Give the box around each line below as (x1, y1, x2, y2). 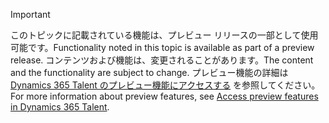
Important (10, 9, 51, 20)
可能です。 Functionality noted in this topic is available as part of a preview (10, 42, 315, 53)
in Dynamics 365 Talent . (10, 101, 110, 113)
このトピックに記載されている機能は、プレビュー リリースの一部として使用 (10, 29, 319, 41)
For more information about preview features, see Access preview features (10, 90, 319, 102)
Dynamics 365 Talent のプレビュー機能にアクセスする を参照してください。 (10, 79, 321, 91)
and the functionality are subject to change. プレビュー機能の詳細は (10, 67, 289, 78)
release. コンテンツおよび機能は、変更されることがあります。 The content (10, 54, 314, 66)
